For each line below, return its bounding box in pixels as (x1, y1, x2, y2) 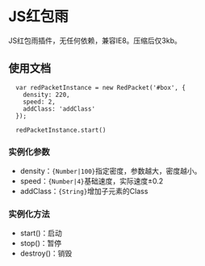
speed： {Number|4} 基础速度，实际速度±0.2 (19, 176, 164, 186)
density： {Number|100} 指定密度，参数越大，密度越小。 (19, 167, 202, 176)
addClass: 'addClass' (23, 104, 95, 113)
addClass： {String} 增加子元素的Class (19, 187, 149, 196)
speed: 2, (23, 98, 56, 106)
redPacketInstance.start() (15, 126, 107, 134)
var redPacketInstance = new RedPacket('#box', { (15, 83, 186, 91)
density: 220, (23, 91, 70, 99)
